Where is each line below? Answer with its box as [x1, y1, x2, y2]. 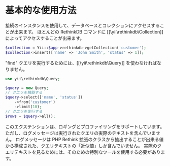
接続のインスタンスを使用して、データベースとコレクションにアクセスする [5, 22, 160, 28]
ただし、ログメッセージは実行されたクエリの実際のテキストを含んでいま [5, 130, 156, 136]
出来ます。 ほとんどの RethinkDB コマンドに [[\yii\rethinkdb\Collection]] [14, 28, 163, 35]
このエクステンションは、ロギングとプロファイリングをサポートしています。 [5, 123, 165, 129]
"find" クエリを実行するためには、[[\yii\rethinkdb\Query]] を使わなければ [5, 59, 157, 66]
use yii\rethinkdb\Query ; [5, 76, 60, 81]
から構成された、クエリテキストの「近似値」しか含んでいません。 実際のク [5, 143, 162, 149]
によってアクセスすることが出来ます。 [5, 35, 85, 41]
